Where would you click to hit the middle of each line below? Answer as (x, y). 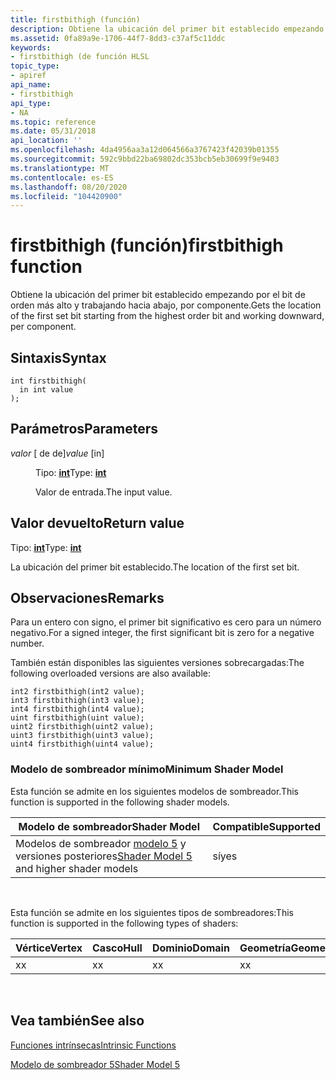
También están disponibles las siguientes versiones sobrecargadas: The (157, 663)
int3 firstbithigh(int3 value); (77, 701)
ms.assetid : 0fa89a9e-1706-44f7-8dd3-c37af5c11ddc (118, 38)
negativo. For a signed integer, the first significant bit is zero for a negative (162, 633)
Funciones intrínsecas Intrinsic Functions (93, 1045)
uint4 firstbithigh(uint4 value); (82, 744)
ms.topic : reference (53, 122)
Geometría (265, 948)
